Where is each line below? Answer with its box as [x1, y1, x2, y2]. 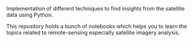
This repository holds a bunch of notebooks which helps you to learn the [6, 23, 188, 30]
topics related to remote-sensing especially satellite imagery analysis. [6, 29, 180, 36]
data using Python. [6, 11, 53, 18]
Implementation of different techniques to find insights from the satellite [6, 5, 185, 12]
